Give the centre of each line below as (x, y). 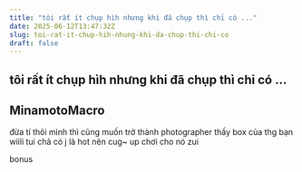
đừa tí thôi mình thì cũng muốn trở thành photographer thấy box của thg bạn (151, 132)
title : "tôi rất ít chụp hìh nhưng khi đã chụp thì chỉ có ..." (133, 18)
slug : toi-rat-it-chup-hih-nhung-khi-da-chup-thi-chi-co (119, 34)
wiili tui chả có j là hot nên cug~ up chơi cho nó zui (104, 142)
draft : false (34, 43)
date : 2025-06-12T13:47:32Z (63, 26)
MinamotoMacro (57, 111)
